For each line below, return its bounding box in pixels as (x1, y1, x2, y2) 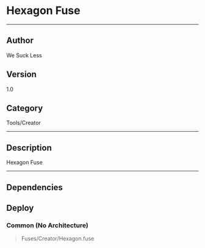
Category (6, 103, 43, 113)
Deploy (6, 202, 34, 213)
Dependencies (6, 182, 63, 193)
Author (6, 35, 34, 46)
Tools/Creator (6, 119, 41, 127)
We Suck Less (6, 51, 42, 58)
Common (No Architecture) (6, 221, 88, 229)
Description (6, 143, 52, 153)
